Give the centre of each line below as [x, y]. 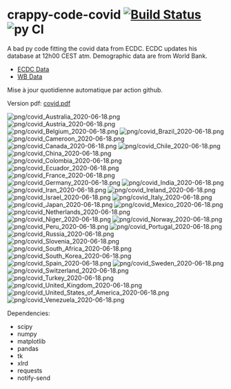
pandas [28, 348]
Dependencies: [29, 313]
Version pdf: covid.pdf [39, 103]
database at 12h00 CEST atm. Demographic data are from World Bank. [108, 56]
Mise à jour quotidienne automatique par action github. [85, 90]
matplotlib [31, 341]
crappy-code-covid [64, 15]
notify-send [33, 378]
